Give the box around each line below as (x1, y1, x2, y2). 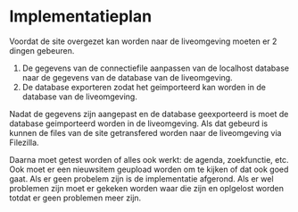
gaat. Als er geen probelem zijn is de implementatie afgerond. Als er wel (9, 173, 274, 184)
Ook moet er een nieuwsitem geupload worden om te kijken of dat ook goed (9, 164, 289, 174)
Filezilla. (9, 137, 39, 148)
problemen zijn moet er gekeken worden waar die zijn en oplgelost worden (9, 182, 284, 193)
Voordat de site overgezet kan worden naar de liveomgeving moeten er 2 (9, 36, 277, 47)
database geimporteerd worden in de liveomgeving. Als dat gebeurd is (9, 118, 269, 129)
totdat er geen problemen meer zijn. (9, 192, 142, 203)
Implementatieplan (9, 6, 153, 27)
